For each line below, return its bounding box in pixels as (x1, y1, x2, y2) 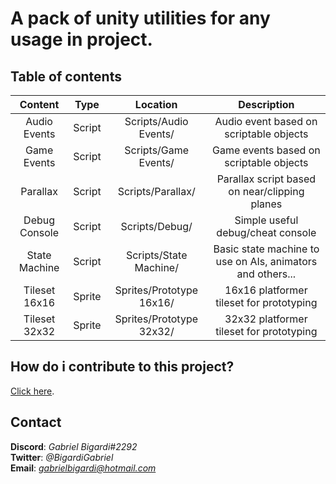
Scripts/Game (124, 143, 190, 157)
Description (238, 98, 295, 111)
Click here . (10, 385, 55, 397)
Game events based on (212, 143, 321, 157)
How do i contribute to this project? (10, 358, 235, 376)
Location (134, 98, 178, 111)
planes (250, 197, 283, 211)
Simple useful (234, 213, 299, 227)
